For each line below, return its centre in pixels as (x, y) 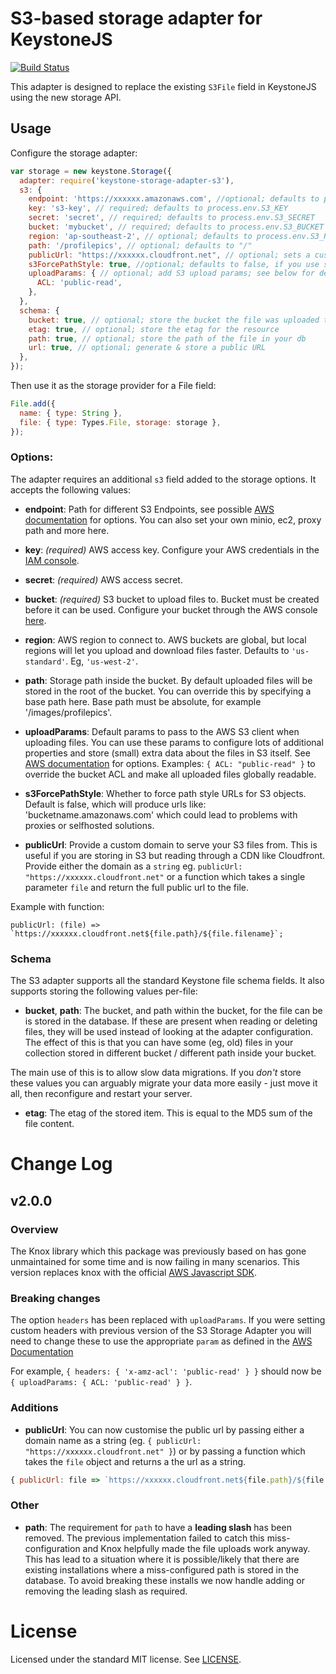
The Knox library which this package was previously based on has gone (158, 1251)
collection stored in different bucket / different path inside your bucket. (170, 1053)
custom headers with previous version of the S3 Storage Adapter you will (161, 1331)
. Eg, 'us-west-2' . (101, 661)
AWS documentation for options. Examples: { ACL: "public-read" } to (170, 763)
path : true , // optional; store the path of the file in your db (167, 338)
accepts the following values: (70, 489)
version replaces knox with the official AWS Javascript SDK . (134, 1272)
